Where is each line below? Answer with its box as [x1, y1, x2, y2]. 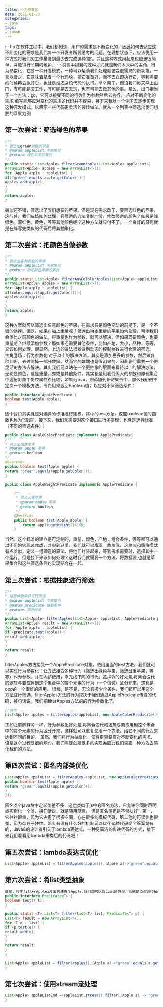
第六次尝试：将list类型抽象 [5, 876, 85, 884]
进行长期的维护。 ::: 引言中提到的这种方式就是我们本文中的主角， [21, 62, 151, 67]
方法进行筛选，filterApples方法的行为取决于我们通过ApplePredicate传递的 [5, 692, 152, 698]
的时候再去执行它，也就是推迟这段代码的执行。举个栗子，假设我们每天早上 [5, 80, 154, 85]
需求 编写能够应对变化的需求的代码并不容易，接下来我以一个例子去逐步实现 [5, 98, 155, 104]
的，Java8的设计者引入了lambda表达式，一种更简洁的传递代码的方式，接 [5, 826, 151, 832]
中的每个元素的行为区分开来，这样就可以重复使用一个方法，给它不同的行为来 [5, 727, 158, 733]
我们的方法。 [9, 746, 35, 752]
